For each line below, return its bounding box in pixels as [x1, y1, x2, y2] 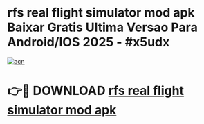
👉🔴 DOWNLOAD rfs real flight [7, 83, 185, 98]
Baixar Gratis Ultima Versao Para [7, 19, 198, 35]
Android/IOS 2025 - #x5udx [7, 35, 170, 50]
